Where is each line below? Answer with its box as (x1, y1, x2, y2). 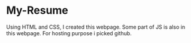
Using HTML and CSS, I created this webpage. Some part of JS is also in (6, 23, 186, 30)
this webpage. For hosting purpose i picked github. (6, 29, 132, 36)
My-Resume (6, 4, 69, 17)
